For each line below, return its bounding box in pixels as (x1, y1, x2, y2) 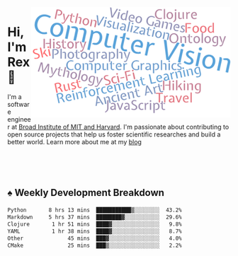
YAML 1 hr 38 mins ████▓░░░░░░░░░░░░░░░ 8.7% (7, 228, 182, 235)
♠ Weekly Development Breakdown (7, 187, 165, 199)
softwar (7, 100, 30, 108)
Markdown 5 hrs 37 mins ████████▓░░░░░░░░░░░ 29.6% (7, 214, 182, 221)
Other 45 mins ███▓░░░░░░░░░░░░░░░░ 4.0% (7, 235, 182, 242)
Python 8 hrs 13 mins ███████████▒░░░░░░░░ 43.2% (7, 206, 182, 214)
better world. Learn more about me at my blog (7, 137, 142, 146)
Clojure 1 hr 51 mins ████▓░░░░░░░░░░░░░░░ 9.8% (7, 221, 182, 228)
